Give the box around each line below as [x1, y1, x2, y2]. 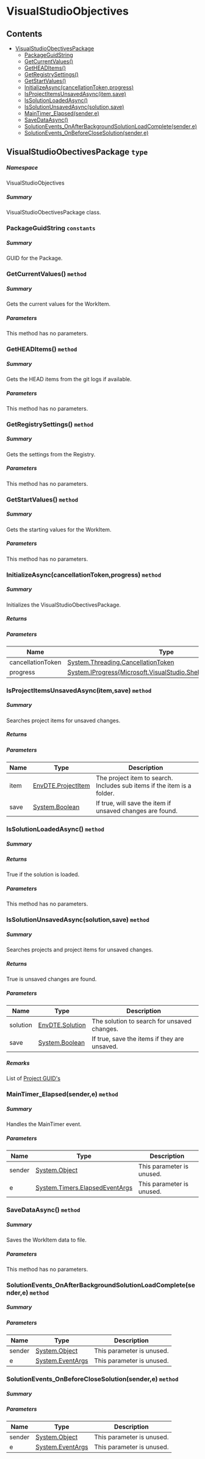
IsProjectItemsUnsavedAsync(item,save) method [6, 686, 152, 695]
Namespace [6, 164, 38, 171]
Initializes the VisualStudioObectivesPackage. [6, 601, 121, 609]
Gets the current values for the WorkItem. [6, 301, 111, 308]
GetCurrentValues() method [6, 270, 87, 279]
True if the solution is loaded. [6, 871, 80, 878]
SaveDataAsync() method [6, 1205, 81, 1214]
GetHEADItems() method [6, 345, 77, 353]
